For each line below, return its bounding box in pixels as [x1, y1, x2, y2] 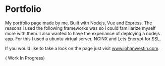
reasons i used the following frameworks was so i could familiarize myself [5, 25, 156, 31]
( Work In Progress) [5, 55, 45, 61]
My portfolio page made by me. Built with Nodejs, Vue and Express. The [5, 20, 152, 26]
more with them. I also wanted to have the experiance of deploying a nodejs [5, 30, 160, 36]
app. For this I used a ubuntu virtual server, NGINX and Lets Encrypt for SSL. [5, 36, 161, 42]
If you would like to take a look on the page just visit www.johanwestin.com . [5, 45, 160, 51]
